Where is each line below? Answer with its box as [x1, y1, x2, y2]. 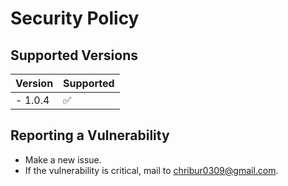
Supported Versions [10, 47, 138, 64]
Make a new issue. [24, 153, 102, 166]
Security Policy [10, 7, 140, 30]
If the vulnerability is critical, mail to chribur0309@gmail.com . [24, 164, 279, 176]
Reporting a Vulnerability [10, 127, 170, 144]
